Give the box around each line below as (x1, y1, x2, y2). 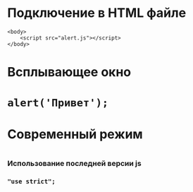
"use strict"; (7, 177, 56, 185)
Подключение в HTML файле (7, 5, 187, 21)
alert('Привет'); (7, 97, 109, 110)
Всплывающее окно (7, 64, 132, 80)
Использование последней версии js (7, 158, 142, 168)
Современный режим (7, 126, 143, 142)
